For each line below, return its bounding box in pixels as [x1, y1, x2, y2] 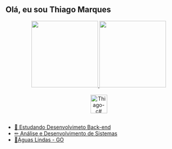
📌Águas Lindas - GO [14, 136, 64, 144]
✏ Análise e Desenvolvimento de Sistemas [14, 130, 118, 137]
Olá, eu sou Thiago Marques [5, 5, 112, 15]
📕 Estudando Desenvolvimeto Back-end [14, 124, 111, 131]
